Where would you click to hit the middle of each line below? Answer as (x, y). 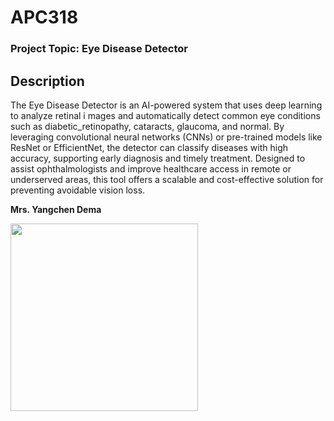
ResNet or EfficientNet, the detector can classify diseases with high (149, 147)
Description (47, 81)
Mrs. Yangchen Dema (56, 209)
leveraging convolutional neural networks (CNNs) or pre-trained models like (166, 137)
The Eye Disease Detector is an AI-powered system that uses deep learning (166, 105)
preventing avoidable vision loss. (78, 190)
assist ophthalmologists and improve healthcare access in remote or (151, 168)
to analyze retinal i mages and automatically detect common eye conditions (165, 115)
